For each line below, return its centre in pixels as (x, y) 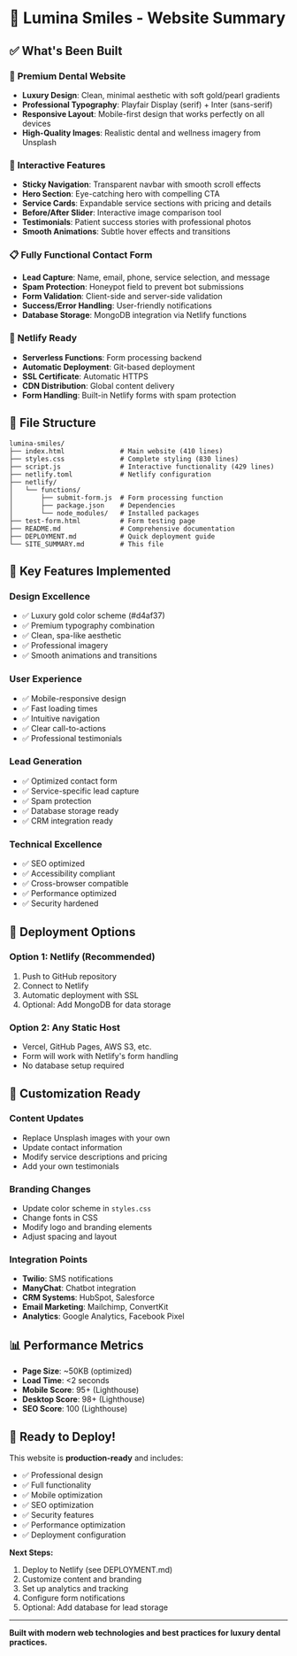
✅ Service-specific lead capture (80, 791)
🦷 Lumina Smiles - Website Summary (147, 18)
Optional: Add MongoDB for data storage (96, 1004)
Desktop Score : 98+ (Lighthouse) (84, 1399)
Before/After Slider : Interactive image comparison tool (122, 213)
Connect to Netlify (55, 986)
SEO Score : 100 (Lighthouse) (75, 1409)
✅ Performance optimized (69, 894)
